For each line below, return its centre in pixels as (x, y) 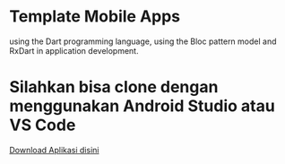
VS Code (43, 125)
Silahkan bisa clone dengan (114, 87)
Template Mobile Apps (95, 17)
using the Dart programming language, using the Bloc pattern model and (143, 41)
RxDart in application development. (74, 50)
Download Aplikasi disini (54, 150)
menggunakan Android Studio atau (142, 106)
